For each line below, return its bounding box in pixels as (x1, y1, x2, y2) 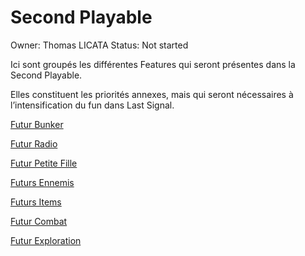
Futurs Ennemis (10, 176, 75, 188)
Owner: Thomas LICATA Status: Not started (10, 39, 189, 51)
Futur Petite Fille (10, 157, 78, 169)
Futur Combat (10, 215, 68, 227)
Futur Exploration (10, 234, 82, 246)
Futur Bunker (10, 118, 64, 130)
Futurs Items (10, 196, 62, 208)
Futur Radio (10, 137, 58, 150)
